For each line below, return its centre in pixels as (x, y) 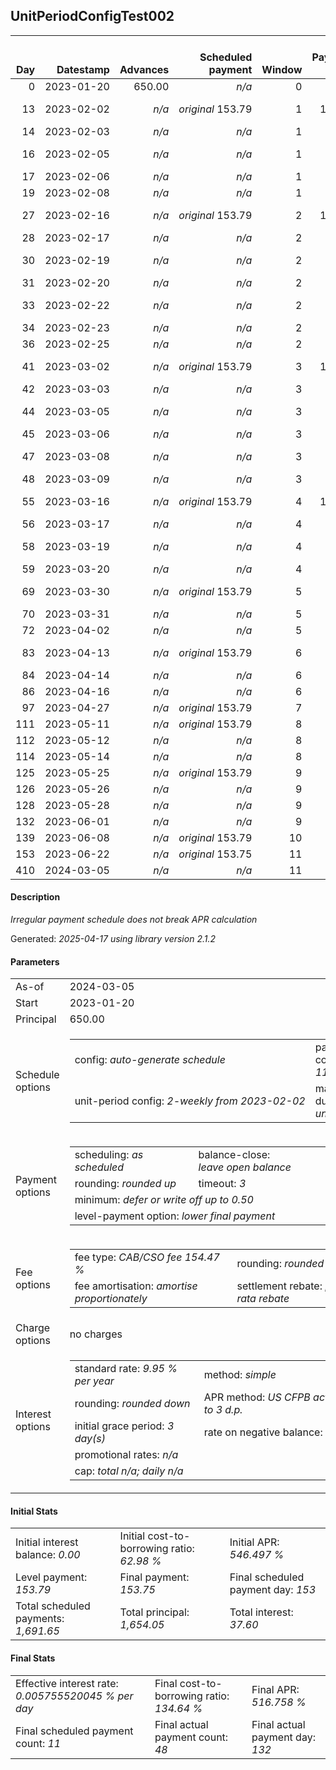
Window (282, 69)
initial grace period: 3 (124, 1426)
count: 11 (38, 1743)
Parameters (35, 961)
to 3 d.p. (223, 1410)
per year (94, 1381)
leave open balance (245, 1167)
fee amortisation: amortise (136, 1286)
